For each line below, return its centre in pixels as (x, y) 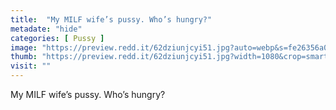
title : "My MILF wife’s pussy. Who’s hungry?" (111, 19)
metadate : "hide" (46, 29)
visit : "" (31, 66)
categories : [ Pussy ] (57, 38)
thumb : (24, 57)
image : (24, 47)
